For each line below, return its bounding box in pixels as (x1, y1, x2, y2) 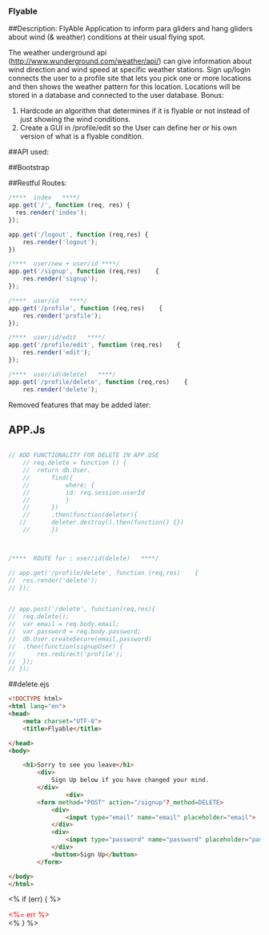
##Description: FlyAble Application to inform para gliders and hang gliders (8, 24, 253, 34)
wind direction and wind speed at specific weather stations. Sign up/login (8, 65, 251, 75)
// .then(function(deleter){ (22, 511, 138, 519)
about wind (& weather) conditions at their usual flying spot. (8, 32, 206, 42)
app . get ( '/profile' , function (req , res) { (8, 304, 163, 312)
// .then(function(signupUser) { (8, 642, 124, 650)
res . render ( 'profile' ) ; (22, 311, 102, 320)
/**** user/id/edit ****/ (8, 334, 106, 342)
